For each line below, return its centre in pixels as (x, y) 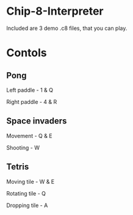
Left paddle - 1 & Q (30, 90)
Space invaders (37, 121)
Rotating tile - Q (26, 193)
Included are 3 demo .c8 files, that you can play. (67, 28)
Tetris (18, 167)
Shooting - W (23, 147)
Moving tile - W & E (31, 181)
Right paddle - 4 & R (32, 101)
